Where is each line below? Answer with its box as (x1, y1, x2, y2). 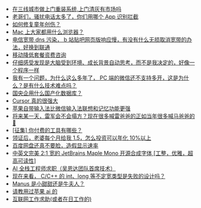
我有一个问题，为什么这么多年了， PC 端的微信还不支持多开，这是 (12, 74, 179, 81)
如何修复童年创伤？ (12, 21, 61, 28)
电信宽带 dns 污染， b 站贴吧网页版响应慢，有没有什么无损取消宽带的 (12, 36, 187, 43)
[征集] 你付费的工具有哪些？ (12, 127, 83, 133)
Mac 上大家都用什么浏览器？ (12, 28, 85, 35)
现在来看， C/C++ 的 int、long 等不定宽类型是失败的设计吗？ (12, 173, 165, 179)
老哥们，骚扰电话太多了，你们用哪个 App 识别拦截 (12, 13, 139, 20)
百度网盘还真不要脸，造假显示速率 (12, 142, 99, 149)
